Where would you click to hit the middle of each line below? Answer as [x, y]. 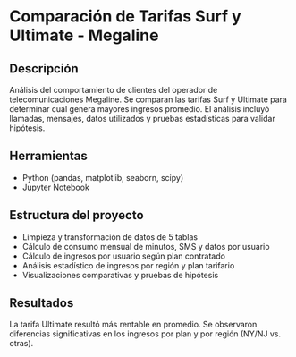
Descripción [44, 68]
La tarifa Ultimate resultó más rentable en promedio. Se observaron [133, 325]
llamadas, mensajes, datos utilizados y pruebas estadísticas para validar [142, 119]
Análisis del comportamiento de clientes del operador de [114, 90]
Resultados [42, 303]
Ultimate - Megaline [84, 35]
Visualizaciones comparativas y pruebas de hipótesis [120, 275]
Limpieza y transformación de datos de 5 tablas [110, 237]
